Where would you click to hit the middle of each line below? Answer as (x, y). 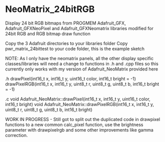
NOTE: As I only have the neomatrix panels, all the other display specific (79, 58)
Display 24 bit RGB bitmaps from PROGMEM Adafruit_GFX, (65, 23)
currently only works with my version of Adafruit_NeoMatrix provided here (82, 69)
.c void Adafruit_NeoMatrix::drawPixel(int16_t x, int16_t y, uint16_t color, (78, 99)
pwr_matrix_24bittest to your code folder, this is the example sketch (75, 48)
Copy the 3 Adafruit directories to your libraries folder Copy (66, 43)
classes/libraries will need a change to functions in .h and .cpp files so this (82, 63)
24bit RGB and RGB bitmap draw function (48, 33)
